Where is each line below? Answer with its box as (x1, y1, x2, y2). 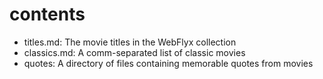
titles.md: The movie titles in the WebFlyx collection (23, 36, 237, 48)
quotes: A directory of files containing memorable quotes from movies (23, 57, 314, 69)
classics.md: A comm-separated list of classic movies (23, 46, 246, 58)
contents (9, 3, 86, 26)
